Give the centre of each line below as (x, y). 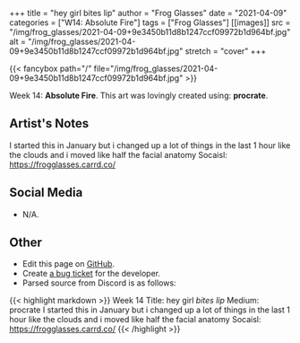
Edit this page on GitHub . (68, 264)
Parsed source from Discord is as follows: (99, 283)
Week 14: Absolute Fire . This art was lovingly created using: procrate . (139, 95)
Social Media (46, 193)
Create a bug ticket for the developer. (91, 274)
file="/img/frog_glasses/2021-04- (156, 68)
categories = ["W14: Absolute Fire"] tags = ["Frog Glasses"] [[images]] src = (150, 22)
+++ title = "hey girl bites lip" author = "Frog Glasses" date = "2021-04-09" (148, 13)
